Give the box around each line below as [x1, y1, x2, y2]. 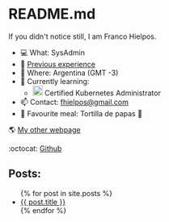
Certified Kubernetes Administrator [44, 88, 162, 98]
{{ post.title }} [19, 197, 66, 207]
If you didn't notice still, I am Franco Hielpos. [8, 31, 157, 41]
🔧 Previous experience [19, 59, 95, 69]
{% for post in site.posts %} [19, 188, 113, 198]
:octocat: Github [8, 143, 62, 153]
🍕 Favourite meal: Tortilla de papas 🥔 [19, 108, 143, 118]
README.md [8, 5, 96, 23]
